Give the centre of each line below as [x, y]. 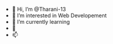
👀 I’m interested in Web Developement [59, 15]
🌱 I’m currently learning [41, 22]
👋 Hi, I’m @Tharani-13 [39, 9]
